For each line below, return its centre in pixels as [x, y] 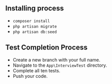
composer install [31, 21]
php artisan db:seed [35, 32]
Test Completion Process [46, 48]
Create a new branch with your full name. [57, 60]
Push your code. [30, 76]
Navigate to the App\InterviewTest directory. [60, 65]
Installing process [35, 8]
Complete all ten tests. [36, 70]
